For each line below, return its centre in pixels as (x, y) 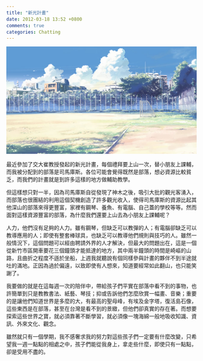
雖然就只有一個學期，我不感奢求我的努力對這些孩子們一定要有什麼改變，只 (99, 336)
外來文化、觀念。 (38, 324)
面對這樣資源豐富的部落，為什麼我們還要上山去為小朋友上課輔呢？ (88, 215)
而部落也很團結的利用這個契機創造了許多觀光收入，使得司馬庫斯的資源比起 (99, 200)
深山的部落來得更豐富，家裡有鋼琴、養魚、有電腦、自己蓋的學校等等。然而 (104, 207)
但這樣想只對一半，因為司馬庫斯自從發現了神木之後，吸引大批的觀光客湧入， (101, 192)
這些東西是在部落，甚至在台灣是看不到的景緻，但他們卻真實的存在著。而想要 (101, 308)
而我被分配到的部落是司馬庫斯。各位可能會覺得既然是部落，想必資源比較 (96, 172)
